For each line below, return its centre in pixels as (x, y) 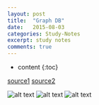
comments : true (30, 47)
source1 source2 (31, 81)
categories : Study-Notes (44, 34)
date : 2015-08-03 (36, 27)
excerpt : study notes (39, 40)
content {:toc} (38, 67)
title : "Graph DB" (36, 21)
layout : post (27, 14)
